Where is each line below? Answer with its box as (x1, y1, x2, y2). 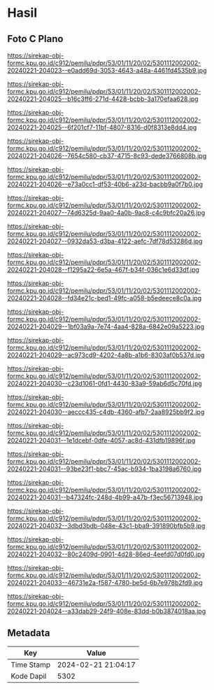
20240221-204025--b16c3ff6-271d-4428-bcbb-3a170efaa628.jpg (7, 95, 199, 103)
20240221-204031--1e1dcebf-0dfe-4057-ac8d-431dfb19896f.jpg (7, 436, 196, 444)
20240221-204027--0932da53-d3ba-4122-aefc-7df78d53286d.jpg (7, 237, 203, 245)
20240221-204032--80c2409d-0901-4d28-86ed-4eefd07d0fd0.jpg (7, 550, 205, 558)
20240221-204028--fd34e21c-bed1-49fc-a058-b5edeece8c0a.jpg (7, 294, 202, 302)
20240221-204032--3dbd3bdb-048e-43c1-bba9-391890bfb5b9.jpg (7, 522, 206, 530)
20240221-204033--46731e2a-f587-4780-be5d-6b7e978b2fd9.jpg (7, 579, 203, 586)
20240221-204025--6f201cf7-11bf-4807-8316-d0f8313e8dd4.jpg (7, 123, 197, 131)
